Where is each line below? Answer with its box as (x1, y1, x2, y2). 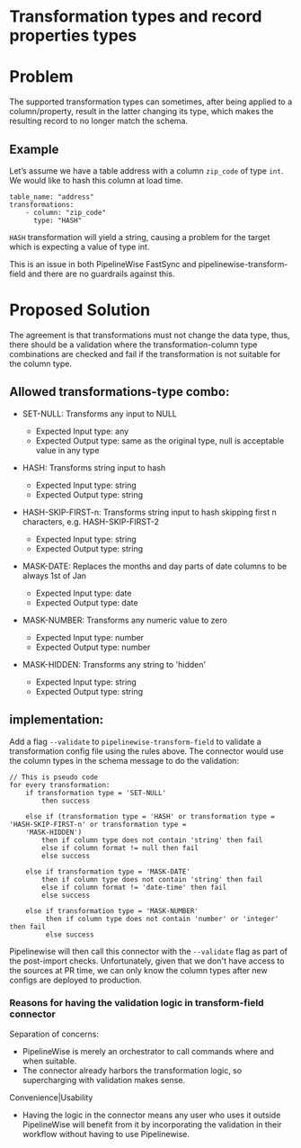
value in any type (35, 444, 100, 455)
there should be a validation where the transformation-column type (9, 339, 258, 350)
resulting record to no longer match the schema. (9, 115, 189, 127)
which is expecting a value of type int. (9, 241, 150, 252)
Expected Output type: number (35, 641, 151, 652)
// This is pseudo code (9, 772, 99, 782)
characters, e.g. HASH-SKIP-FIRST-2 (22, 516, 160, 527)
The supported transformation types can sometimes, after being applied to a (9, 96, 293, 107)
